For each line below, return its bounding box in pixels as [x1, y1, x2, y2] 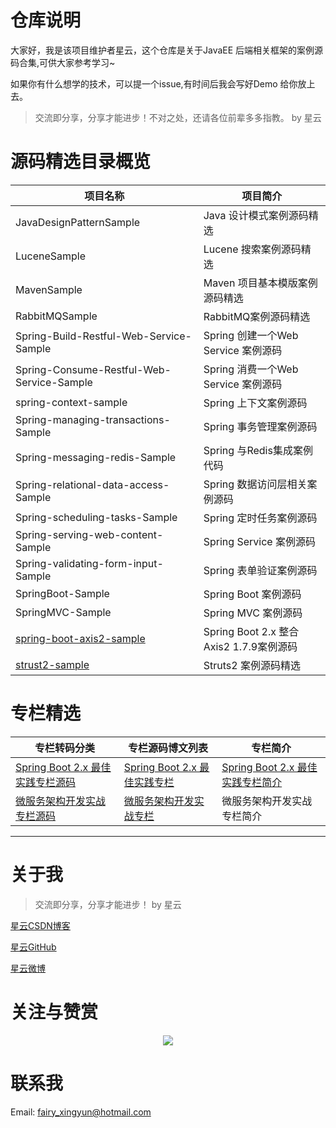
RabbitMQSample [15, 309, 98, 323]
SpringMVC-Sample [15, 605, 112, 619]
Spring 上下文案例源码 [203, 396, 308, 410]
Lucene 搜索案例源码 [203, 242, 302, 256]
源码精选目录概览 [10, 151, 152, 173]
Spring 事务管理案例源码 [203, 419, 318, 433]
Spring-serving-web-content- [15, 527, 164, 541]
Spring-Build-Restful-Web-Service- [15, 329, 192, 343]
